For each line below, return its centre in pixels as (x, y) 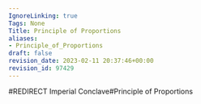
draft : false (30, 53)
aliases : (23, 38)
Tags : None (27, 23)
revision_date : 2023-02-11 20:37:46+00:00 (81, 61)
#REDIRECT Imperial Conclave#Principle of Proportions (100, 91)
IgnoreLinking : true (43, 16)
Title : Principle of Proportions (65, 31)
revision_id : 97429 (41, 69)
